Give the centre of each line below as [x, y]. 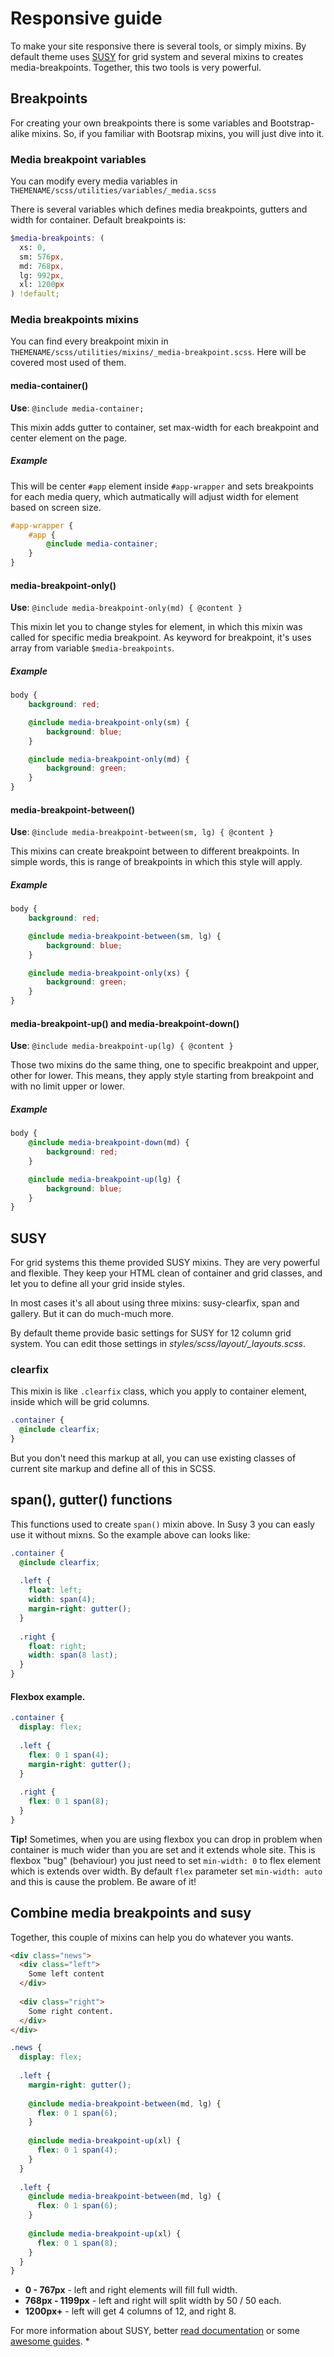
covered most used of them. [68, 363]
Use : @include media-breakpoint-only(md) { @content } [126, 608]
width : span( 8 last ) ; [73, 1655]
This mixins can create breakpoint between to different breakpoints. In [155, 851]
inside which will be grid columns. [80, 1402]
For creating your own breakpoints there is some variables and [139, 123]
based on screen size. [56, 507]
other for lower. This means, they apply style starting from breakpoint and [162, 1076]
